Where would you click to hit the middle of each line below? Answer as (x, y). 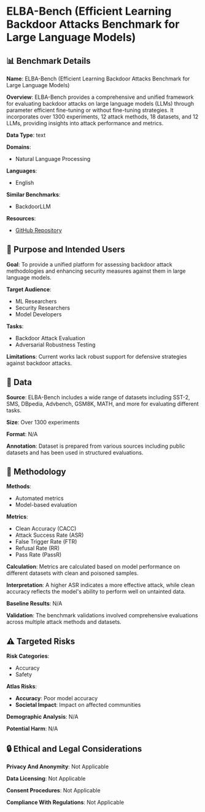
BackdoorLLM (33, 206)
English (25, 183)
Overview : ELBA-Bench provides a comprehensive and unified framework (100, 97)
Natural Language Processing (53, 159)
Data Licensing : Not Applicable (46, 779)
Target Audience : (29, 289)
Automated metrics (40, 498)
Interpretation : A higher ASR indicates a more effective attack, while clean (101, 585)
